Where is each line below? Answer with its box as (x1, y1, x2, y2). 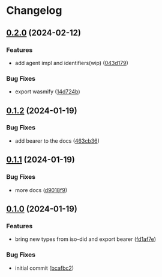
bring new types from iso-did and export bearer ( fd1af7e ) (14, 235, 156, 243)
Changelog (6, 4, 62, 17)
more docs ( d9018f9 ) (14, 186, 68, 193)
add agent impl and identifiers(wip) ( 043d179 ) (14, 59, 128, 66)
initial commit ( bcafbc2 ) (14, 264, 74, 272)
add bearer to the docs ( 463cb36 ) (14, 137, 100, 145)
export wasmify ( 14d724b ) (14, 88, 80, 95)
